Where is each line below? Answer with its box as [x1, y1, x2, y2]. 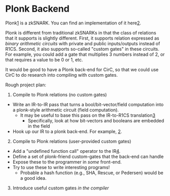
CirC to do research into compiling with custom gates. [5, 72, 118, 78]
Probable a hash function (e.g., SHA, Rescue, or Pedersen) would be [20, 170, 163, 176]
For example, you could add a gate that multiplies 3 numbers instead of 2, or [5, 51, 165, 57]
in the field [27, 123, 50, 129]
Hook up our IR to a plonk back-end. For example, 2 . [12, 128, 122, 135]
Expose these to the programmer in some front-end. [12, 158, 122, 165]
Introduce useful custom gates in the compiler [12, 185, 109, 191]
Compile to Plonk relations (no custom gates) [12, 91, 107, 97]
